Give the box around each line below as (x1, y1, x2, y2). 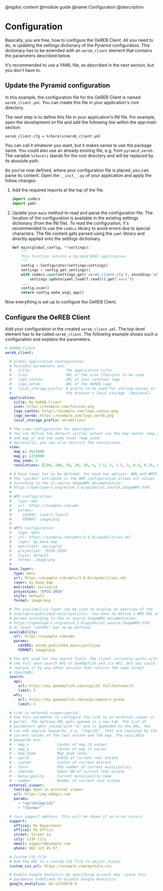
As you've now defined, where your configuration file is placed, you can (5, 167, 149, 173)
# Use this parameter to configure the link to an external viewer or (9, 715, 155, 720)
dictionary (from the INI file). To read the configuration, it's (12, 220, 129, 226)
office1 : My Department (14, 823, 62, 828)
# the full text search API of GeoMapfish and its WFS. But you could (9, 661, 155, 666)
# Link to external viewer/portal (9, 710, 79, 715)
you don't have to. (5, 67, 41, 73)
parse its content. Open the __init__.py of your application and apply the (5, 172, 152, 178)
